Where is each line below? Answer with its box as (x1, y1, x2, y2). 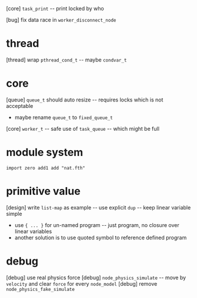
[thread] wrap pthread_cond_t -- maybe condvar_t (6, 56, 127, 63)
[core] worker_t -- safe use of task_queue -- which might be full (6, 125, 160, 132)
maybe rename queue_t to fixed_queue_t (14, 114, 113, 121)
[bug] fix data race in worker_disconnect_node (6, 16, 116, 23)
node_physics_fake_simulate (6, 286, 75, 292)
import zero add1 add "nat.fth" (6, 165, 85, 171)
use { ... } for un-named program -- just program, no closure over (14, 221, 179, 228)
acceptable (6, 102, 34, 109)
